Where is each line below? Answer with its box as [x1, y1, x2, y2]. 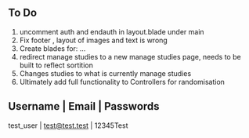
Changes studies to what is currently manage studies [19, 68, 192, 78]
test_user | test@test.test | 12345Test [8, 121, 128, 130]
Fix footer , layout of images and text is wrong [19, 35, 168, 45]
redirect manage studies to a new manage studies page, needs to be [19, 52, 241, 61]
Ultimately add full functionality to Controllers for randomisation [19, 77, 226, 86]
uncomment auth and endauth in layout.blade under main [19, 27, 205, 36]
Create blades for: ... [19, 43, 86, 53]
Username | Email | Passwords [8, 100, 160, 113]
